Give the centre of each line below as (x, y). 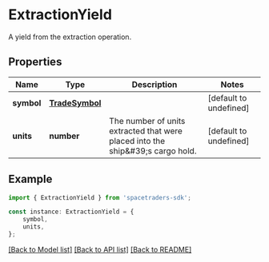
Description (155, 84)
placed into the (137, 141)
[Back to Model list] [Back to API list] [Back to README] (100, 249)
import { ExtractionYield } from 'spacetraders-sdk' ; (100, 197)
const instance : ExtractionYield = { (71, 212)
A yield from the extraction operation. (70, 37)
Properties (35, 62)
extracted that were (146, 131)
